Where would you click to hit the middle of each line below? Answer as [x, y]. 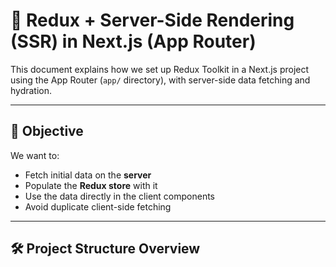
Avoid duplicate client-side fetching [98, 206]
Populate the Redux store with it [91, 185]
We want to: [35, 155]
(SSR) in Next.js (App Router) [133, 41]
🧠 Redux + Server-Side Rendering [152, 20]
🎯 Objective [47, 131]
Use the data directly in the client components [119, 196]
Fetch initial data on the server [88, 175]
